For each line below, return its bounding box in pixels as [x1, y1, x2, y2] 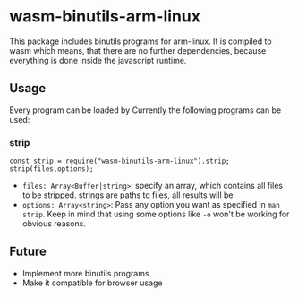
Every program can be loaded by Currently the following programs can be [9, 105, 282, 115]
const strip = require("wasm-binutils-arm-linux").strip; [9, 157, 230, 166]
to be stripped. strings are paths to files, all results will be [21, 190, 234, 200]
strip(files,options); [9, 165, 94, 174]
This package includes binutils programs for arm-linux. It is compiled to [9, 36, 272, 47]
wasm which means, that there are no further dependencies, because [9, 45, 267, 55]
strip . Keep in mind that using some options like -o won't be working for [21, 208, 290, 220]
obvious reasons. [21, 218, 87, 229]
